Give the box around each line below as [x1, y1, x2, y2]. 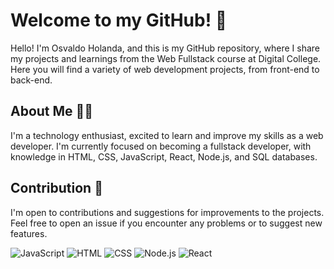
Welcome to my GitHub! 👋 [10, 9, 228, 32]
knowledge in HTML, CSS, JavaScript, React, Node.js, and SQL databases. [10, 150, 318, 163]
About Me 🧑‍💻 [10, 103, 94, 120]
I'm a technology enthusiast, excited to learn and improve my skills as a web [10, 129, 324, 141]
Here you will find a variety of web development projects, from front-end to [10, 63, 320, 75]
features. [10, 227, 48, 239]
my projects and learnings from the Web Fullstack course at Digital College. [10, 52, 322, 64]
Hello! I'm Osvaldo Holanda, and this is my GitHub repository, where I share [10, 42, 321, 54]
